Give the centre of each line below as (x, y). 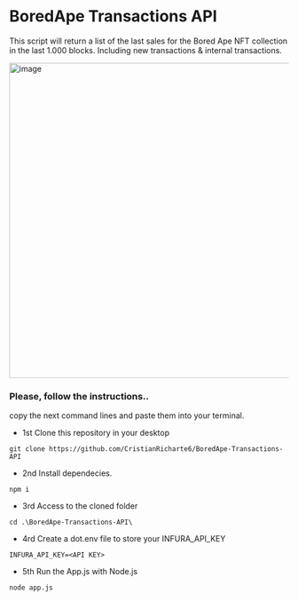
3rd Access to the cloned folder (80, 506)
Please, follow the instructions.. (79, 396)
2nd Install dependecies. (67, 473)
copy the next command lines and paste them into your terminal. (127, 415)
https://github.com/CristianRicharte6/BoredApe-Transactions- (166, 449)
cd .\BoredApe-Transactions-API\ (71, 522)
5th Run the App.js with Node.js (80, 572)
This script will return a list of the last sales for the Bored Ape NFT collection (149, 41)
